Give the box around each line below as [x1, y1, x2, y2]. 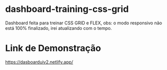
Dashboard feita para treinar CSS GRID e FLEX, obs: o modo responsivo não [5, 20, 162, 26]
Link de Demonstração [5, 43, 101, 54]
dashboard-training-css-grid [5, 3, 129, 15]
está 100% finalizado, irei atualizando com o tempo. [5, 25, 112, 31]
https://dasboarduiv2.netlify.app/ [5, 59, 74, 65]
